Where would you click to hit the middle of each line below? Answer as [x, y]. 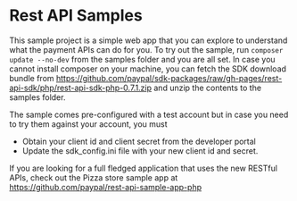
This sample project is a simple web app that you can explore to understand [148, 40]
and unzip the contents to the [207, 88]
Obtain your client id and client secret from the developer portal [139, 141]
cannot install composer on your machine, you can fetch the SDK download [148, 69]
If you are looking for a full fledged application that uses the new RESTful [144, 168]
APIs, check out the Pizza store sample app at [94, 177]
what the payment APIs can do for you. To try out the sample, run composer [146, 49]
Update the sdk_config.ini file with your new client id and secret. [140, 151]
